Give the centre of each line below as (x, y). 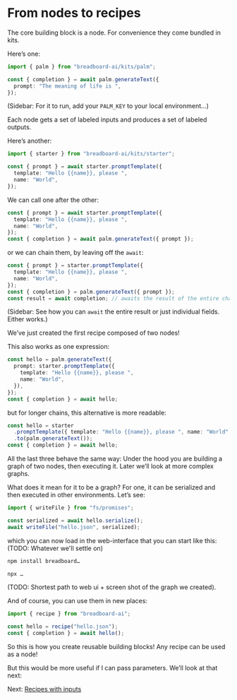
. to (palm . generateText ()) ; (53, 439)
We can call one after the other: (53, 200)
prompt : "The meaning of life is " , (67, 86)
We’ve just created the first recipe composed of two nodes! (93, 333)
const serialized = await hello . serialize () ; (75, 521)
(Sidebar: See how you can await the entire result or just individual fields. (114, 312)
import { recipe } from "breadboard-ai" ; (69, 614)
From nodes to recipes (74, 13)
